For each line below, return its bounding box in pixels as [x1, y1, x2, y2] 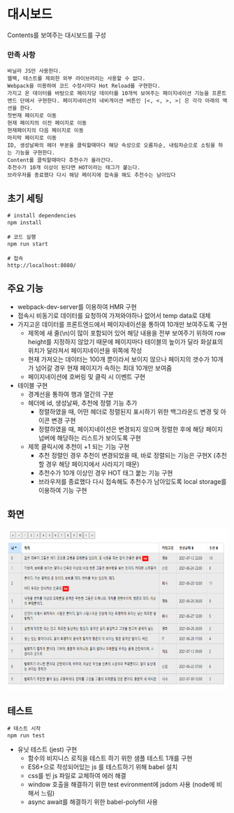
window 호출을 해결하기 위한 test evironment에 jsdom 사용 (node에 [27, 780, 215, 789]
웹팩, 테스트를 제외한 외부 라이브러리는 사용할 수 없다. [7, 75, 146, 82]
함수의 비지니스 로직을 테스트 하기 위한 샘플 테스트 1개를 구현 [27, 754, 193, 763]
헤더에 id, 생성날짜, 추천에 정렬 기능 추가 [27, 398, 138, 407]
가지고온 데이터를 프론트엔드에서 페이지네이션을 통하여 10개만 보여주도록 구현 [17, 319, 228, 329]
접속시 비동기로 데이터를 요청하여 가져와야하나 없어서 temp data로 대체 [17, 311, 211, 319]
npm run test [7, 732, 45, 740]
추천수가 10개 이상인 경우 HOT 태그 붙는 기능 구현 [38, 468, 173, 477]
